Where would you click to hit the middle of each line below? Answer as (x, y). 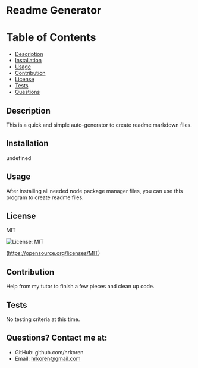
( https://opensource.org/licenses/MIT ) (53, 253)
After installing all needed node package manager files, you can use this (95, 191)
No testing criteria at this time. (43, 319)
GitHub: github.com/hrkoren (49, 352)
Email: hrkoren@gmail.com (48, 358)
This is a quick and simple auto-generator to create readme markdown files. (99, 125)
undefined (19, 158)
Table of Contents (51, 38)
